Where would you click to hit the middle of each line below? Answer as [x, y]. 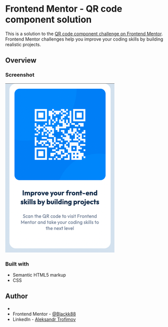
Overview [21, 61]
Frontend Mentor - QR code [64, 9]
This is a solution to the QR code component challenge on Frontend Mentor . [84, 34]
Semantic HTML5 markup [39, 275]
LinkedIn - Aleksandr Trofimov [44, 319]
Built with [17, 264]
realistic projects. [23, 44]
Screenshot [20, 75]
